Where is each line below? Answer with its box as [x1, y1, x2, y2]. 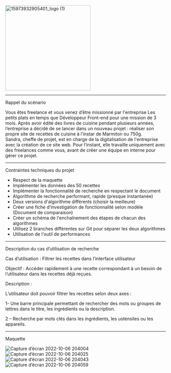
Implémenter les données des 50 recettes [12, 183, 100, 188]
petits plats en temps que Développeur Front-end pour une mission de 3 [5, 114, 157, 121]
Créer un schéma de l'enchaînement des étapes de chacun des [12, 215, 146, 221]
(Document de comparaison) [12, 210, 73, 215]
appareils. [5, 321, 26, 327]
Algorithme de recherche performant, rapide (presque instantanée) [12, 193, 154, 199]
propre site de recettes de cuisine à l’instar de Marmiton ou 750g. [5, 131, 142, 137]
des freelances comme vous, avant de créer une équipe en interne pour [5, 147, 156, 153]
